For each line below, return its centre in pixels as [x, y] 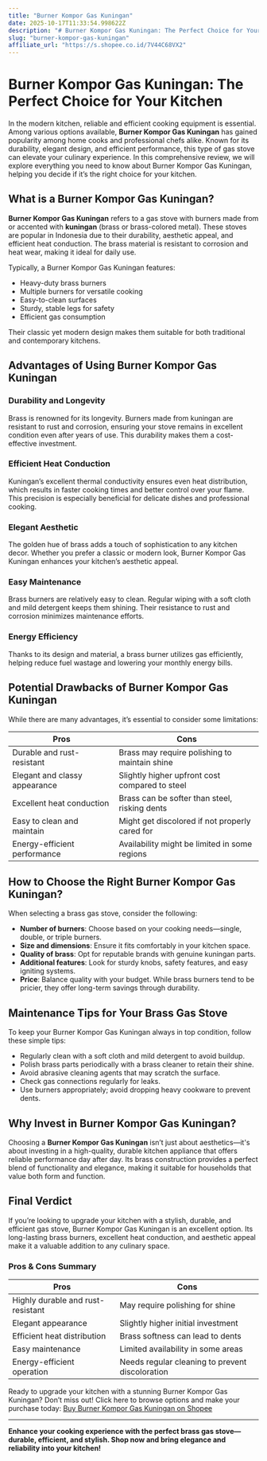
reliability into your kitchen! [55, 1448]
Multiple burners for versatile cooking [81, 291]
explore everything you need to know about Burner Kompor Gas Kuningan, [130, 166]
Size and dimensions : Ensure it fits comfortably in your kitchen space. [135, 946]
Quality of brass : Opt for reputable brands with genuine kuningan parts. [137, 954]
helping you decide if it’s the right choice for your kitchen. [103, 174]
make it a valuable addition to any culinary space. [89, 1245]
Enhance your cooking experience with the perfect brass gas [111, 1432]
